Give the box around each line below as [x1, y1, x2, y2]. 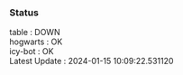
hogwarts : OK [9, 36, 63, 47]
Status [9, 6, 39, 19]
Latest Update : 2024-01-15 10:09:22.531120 [9, 56, 174, 67]
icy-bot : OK [9, 46, 54, 57]
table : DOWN [9, 27, 60, 38]
